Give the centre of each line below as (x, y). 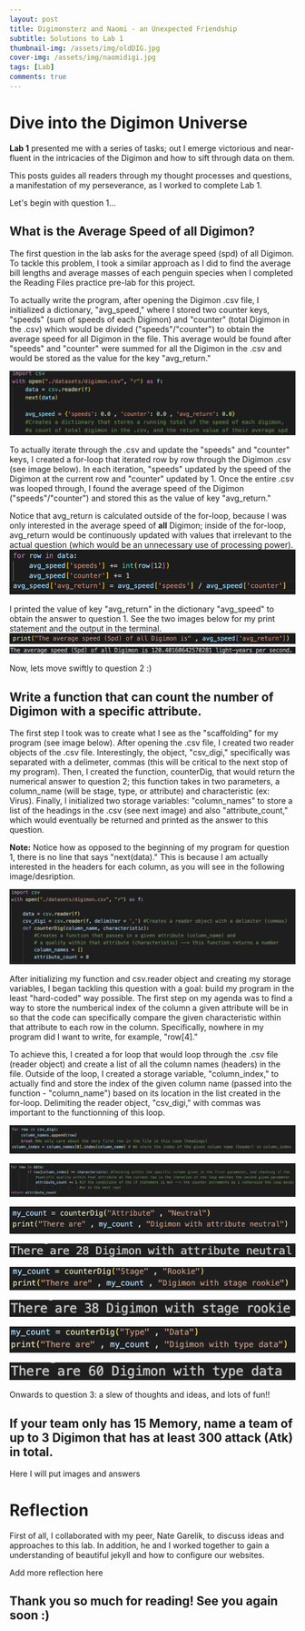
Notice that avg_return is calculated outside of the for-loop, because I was (148, 516)
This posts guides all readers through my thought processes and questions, (151, 175)
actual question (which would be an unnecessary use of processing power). (151, 545)
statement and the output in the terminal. (85, 629)
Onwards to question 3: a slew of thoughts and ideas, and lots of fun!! (140, 1395)
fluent (20, 157)
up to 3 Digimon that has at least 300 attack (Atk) (151, 1438)
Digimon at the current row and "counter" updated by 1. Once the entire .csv (152, 479)
